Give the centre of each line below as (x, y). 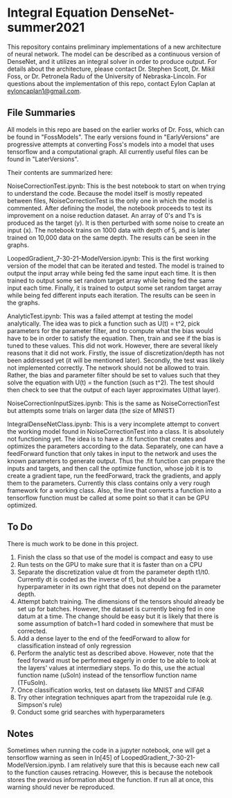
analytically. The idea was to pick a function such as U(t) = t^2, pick (104, 323)
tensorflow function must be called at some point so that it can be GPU (108, 498)
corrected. (32, 631)
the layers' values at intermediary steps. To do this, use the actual (111, 668)
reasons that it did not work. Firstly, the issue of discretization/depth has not (116, 353)
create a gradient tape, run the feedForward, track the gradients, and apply (114, 475)
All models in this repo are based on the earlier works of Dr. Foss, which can (116, 129)
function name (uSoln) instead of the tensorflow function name (107, 675)
